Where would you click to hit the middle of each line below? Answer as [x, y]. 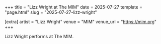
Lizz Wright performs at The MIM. [39, 36]
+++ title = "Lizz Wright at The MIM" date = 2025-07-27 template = [74, 7]
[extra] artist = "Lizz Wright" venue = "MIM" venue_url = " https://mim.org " [81, 22]
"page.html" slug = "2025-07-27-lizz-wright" [51, 12]
